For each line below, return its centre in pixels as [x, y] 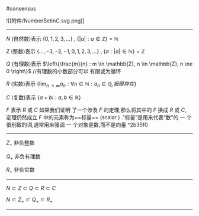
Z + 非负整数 [20, 143]
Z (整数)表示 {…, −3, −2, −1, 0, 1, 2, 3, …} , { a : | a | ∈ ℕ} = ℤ [76, 51]
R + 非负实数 [20, 171]
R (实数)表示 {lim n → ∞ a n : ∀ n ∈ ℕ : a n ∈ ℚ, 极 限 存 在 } [71, 84]
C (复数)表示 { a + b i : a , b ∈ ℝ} [44, 97]
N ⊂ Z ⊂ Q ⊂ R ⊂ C [31, 188]
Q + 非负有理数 [23, 157]
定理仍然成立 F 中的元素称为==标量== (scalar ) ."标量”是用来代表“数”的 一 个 [99, 117]
